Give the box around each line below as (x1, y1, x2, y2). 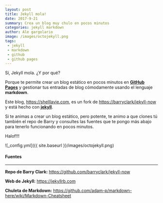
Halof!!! (5, 133, 20, 139)
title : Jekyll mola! (5, 12, 47, 16)
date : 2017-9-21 (5, 16, 38, 21)
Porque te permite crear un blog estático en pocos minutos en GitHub (5, 79, 145, 85)
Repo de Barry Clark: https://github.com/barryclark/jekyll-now (5, 169, 130, 175)
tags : (5, 39, 16, 44)
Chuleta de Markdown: (5, 187, 52, 194)
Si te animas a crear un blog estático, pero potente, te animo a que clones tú (5, 113, 158, 119)
